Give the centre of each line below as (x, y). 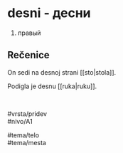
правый (29, 33)
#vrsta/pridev (27, 114)
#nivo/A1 (20, 121)
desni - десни (49, 13)
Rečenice (28, 55)
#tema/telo (23, 135)
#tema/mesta (27, 142)
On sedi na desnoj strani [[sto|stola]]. (62, 72)
